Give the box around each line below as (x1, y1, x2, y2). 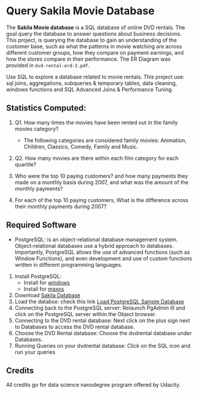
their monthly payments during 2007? (14, 203, 107, 210)
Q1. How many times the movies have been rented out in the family (14, 119, 178, 126)
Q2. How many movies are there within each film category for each (14, 155, 179, 162)
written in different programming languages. (14, 261, 123, 268)
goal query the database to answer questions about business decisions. (6, 30, 182, 37)
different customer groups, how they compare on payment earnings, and (6, 49, 184, 56)
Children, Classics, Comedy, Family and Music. (23, 143, 138, 150)
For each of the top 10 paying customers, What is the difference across (14, 196, 189, 203)
